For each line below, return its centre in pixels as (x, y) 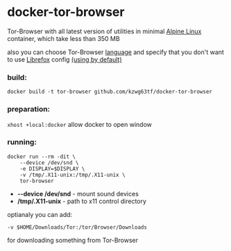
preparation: (29, 110)
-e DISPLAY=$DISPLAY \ (52, 168)
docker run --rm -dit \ (42, 157)
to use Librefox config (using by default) (65, 59)
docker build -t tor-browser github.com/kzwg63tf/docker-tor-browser (110, 92)
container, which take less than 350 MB (63, 38)
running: (22, 142)
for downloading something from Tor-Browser (73, 240)
